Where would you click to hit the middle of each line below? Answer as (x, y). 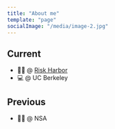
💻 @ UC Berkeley (42, 78)
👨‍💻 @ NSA (32, 118)
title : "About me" (33, 13)
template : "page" (32, 20)
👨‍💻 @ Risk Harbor (42, 70)
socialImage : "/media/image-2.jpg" (58, 26)
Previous (26, 102)
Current (24, 54)
